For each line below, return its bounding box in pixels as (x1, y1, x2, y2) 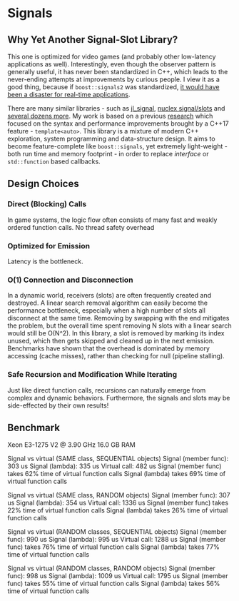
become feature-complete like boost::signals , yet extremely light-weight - (7, 142, 228, 151)
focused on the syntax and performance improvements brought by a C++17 (7, 119, 230, 128)
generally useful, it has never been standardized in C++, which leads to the (7, 68, 228, 76)
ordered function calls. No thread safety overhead (7, 223, 155, 231)
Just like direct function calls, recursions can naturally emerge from (7, 385, 206, 394)
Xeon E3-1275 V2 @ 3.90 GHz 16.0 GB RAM (7, 440, 136, 449)
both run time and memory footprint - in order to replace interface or (7, 150, 209, 158)
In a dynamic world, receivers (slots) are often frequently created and (7, 291, 212, 300)
